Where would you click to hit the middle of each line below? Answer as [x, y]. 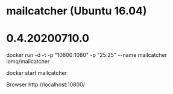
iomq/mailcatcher [28, 62]
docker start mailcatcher [37, 73]
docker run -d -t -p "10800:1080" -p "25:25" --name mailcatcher [87, 55]
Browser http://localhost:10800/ [46, 84]
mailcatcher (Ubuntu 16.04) [77, 11]
